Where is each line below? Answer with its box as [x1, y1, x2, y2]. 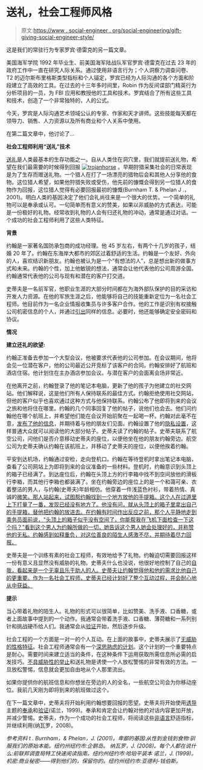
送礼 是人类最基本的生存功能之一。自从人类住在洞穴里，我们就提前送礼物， [6, 156, 192, 163]
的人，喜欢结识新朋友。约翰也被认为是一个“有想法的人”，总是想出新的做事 [6, 257, 192, 264]
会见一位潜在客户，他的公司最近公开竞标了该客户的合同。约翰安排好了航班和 [6, 361, 197, 369]
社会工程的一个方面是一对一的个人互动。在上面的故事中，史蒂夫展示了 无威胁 [6, 635, 197, 642]
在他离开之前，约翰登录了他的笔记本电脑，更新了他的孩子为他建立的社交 [6, 382, 186, 389]
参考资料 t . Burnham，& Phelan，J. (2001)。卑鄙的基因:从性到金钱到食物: [6, 734, 190, 742]
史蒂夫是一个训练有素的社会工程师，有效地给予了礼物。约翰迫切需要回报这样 [6, 551, 197, 559]
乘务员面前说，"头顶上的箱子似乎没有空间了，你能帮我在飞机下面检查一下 [6, 516, 189, 523]
